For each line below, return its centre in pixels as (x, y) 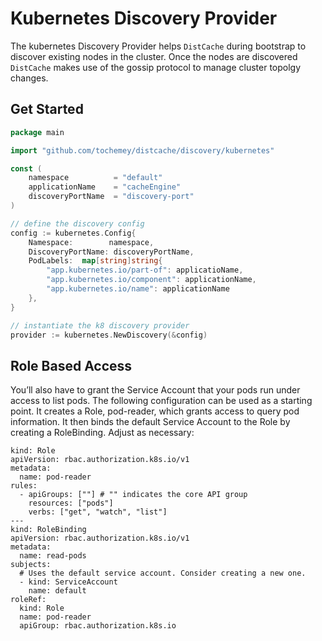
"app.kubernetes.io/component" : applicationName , (151, 280)
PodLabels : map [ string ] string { (95, 261)
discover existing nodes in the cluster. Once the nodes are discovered (154, 56)
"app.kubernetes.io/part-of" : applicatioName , (145, 270)
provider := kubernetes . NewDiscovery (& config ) (109, 335)
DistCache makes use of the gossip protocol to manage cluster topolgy (156, 67)
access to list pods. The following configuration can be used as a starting (161, 401)
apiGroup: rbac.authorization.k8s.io (98, 626)
